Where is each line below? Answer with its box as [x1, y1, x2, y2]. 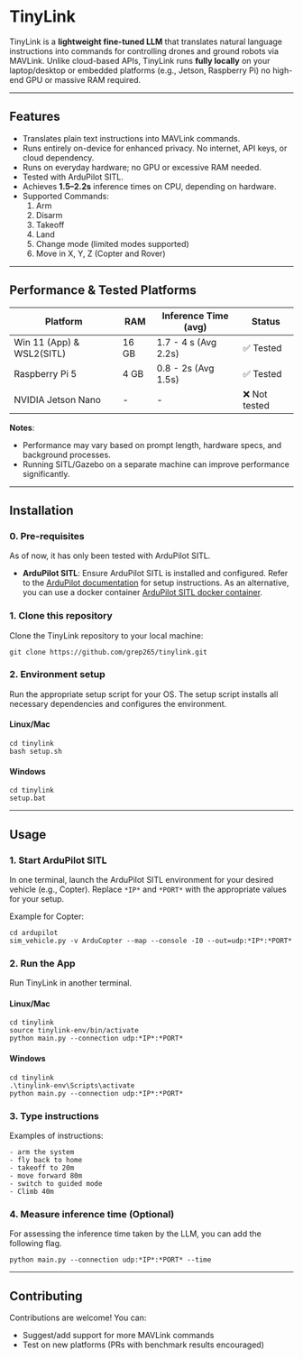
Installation [9, 502, 74, 518]
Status [251, 315, 281, 327]
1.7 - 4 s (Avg [156, 335, 217, 348]
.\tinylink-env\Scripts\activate [9, 1080, 135, 1090]
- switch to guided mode [9, 1179, 103, 1188]
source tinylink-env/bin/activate [9, 1026, 140, 1035]
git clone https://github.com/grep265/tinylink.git [9, 647, 207, 657]
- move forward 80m [9, 1171, 83, 1180]
